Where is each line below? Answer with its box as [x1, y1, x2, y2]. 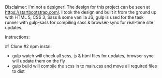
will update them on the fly [12, 58, 65, 63]
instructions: [5, 34, 30, 40]
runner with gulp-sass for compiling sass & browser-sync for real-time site [5, 19, 154, 25]
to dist [12, 68, 25, 74]
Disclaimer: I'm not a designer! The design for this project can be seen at [5, 4, 150, 10]
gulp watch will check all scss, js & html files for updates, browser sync [12, 53, 154, 59]
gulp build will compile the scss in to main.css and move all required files [12, 63, 157, 69]
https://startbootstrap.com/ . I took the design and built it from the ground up [5, 9, 157, 15]
